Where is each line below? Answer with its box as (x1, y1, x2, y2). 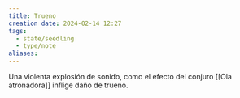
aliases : (8, 49, 38, 58)
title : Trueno (8, 11, 57, 20)
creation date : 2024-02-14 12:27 (8, 19, 122, 28)
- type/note (15, 42, 57, 50)
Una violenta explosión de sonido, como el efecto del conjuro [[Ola (8, 72, 232, 81)
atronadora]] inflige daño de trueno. (8, 80, 129, 90)
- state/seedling (15, 34, 75, 43)
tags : (8, 27, 27, 35)
